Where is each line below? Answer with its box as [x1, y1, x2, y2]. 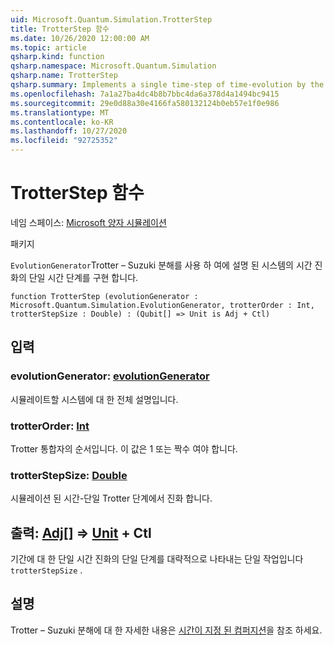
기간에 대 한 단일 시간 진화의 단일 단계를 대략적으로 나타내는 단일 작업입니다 [10, 553, 304, 565]
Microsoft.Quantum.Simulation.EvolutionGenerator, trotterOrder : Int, [10, 300, 315, 310]
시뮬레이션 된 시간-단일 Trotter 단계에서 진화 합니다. [10, 492, 213, 505]
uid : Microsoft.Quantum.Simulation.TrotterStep [10, 14, 213, 25]
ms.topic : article [10, 42, 87, 53]
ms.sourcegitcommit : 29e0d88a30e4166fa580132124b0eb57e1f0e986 [10, 98, 280, 108]
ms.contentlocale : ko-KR [10, 117, 114, 127]
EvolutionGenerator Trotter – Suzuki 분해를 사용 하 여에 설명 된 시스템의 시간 [10, 259, 313, 271]
